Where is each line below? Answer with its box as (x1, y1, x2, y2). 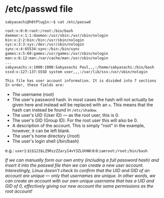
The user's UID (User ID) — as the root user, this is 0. (12, 112, 119, 118)
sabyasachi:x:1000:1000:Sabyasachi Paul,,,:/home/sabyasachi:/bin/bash (5, 65, 154, 69)
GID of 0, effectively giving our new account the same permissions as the (5, 183, 154, 189)
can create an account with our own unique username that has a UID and (5, 178, 154, 184)
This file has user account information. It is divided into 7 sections (5, 78, 157, 83)
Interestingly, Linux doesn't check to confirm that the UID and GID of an (5, 168, 150, 174)
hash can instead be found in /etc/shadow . (12, 107, 98, 113)
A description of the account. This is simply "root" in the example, (12, 123, 145, 129)
